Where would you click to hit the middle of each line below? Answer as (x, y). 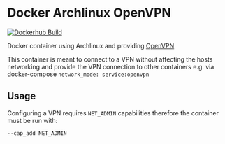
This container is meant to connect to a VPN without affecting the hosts (110, 59)
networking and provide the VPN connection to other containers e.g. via (111, 66)
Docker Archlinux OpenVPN (89, 13)
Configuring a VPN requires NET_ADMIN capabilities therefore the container (113, 113)
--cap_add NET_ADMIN (37, 133)
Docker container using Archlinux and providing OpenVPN (91, 45)
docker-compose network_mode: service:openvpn (78, 74)
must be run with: (32, 120)
